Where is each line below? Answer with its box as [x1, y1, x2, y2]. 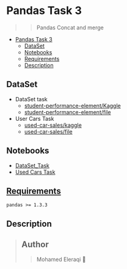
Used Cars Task [15, 168, 56, 176]
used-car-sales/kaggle [24, 121, 82, 129]
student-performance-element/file [24, 108, 111, 116]
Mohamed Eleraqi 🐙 [36, 256, 86, 263]
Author [21, 239, 49, 250]
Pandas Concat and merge [36, 24, 104, 31]
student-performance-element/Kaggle [24, 102, 121, 109]
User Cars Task [15, 115, 54, 122]
